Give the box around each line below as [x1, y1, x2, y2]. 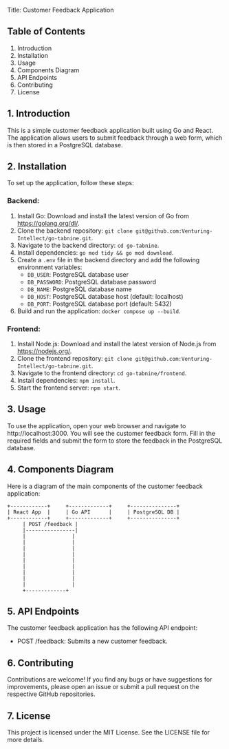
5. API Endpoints [7, 606, 80, 618]
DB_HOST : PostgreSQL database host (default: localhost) [27, 292, 184, 300]
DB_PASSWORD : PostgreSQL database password [27, 277, 157, 286]
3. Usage [7, 403, 46, 415]
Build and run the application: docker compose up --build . [17, 306, 181, 315]
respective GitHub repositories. [7, 690, 96, 698]
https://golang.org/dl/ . [17, 219, 80, 227]
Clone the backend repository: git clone [17, 226, 133, 235]
